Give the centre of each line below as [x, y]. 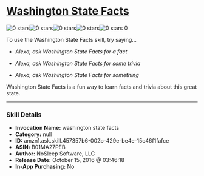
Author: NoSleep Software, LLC [55, 154]
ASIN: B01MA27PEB [40, 147]
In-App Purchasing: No [45, 167]
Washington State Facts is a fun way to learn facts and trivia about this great [102, 87]
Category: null [33, 134]
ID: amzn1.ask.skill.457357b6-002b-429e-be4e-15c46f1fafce [92, 141]
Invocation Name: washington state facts [67, 128]
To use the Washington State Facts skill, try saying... [71, 39]
